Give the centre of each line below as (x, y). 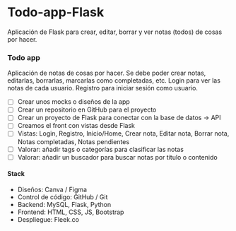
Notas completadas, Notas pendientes (73, 141)
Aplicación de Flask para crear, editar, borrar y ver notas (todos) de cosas (115, 32)
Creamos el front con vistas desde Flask (76, 126)
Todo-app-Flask (56, 12)
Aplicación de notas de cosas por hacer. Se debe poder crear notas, (107, 73)
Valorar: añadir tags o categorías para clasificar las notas (100, 149)
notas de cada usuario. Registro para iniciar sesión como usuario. (102, 88)
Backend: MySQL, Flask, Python (64, 204)
